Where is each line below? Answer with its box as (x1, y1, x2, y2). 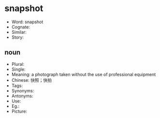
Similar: (11, 29, 27, 35)
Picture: (11, 108, 28, 114)
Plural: (11, 61, 25, 67)
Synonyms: (11, 88, 34, 93)
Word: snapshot (11, 19, 44, 25)
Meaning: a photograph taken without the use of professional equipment (11, 71, 156, 77)
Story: (11, 34, 24, 40)
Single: (11, 66, 26, 72)
